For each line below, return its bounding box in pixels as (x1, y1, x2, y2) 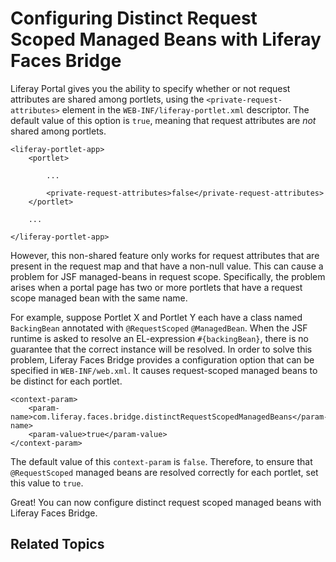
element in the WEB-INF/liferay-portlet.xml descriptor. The (61, 103, 310, 116)
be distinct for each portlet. (10, 375, 123, 387)
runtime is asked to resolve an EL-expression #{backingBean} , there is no (10, 332, 309, 344)
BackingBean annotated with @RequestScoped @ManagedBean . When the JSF (10, 322, 308, 334)
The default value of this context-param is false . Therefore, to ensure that (10, 455, 313, 467)
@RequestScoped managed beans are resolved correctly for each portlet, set (10, 466, 319, 478)
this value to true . (10, 477, 84, 489)
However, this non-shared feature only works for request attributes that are (10, 249, 320, 261)
